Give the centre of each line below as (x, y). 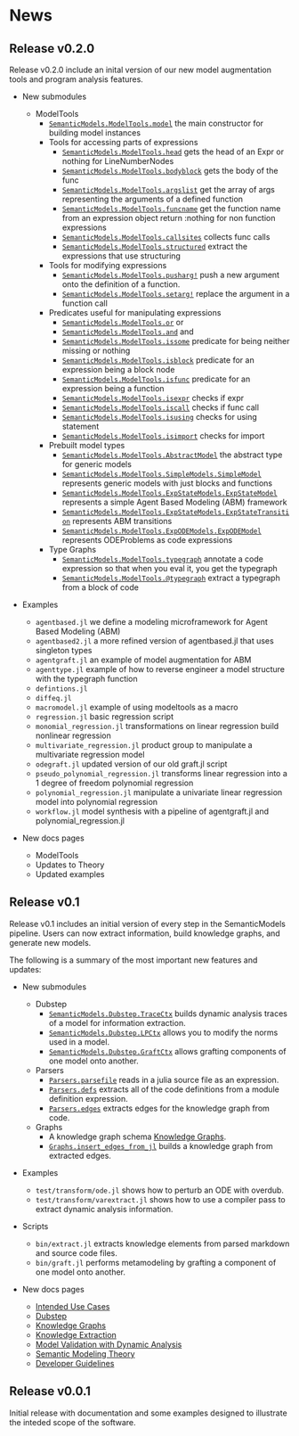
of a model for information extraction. (117, 1022)
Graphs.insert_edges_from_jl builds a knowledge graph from (161, 1145)
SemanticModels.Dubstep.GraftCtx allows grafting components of (167, 1051)
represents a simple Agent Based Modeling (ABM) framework (174, 502)
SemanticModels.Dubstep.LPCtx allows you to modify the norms (163, 1032)
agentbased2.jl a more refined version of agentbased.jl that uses (154, 641)
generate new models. (50, 942)
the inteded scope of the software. (73, 1422)
